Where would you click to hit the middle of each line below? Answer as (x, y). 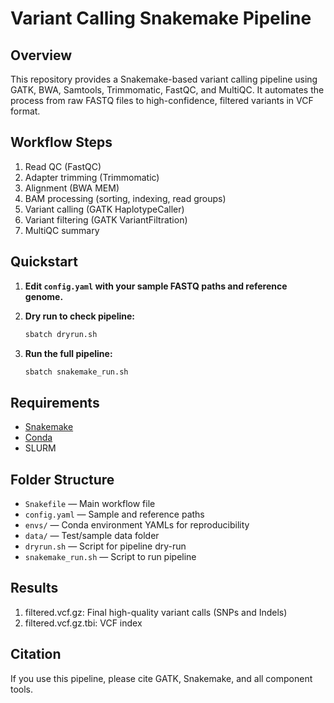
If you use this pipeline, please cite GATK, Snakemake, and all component (161, 678)
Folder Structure (62, 479)
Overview (41, 55)
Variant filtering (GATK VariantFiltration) (106, 219)
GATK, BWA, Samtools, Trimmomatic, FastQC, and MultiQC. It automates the (167, 90)
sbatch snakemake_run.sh (76, 372)
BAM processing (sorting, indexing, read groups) (125, 198)
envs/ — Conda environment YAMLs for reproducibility (137, 525)
